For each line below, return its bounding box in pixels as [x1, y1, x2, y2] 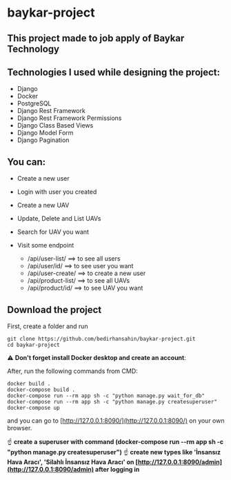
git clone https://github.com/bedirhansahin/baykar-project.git [7, 336, 196, 343]
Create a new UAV [17, 201, 70, 210]
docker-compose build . [7, 386, 76, 394]
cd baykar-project [7, 341, 60, 349]
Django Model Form [17, 129, 74, 137]
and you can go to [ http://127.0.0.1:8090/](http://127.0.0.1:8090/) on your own [7, 417, 225, 425]
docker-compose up [7, 405, 60, 412]
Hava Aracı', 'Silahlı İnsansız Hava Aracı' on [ [7, 458, 139, 466]
